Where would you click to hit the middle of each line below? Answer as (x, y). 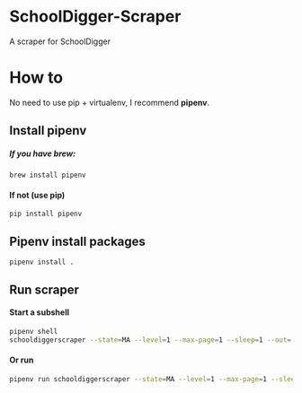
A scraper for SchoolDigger (60, 41)
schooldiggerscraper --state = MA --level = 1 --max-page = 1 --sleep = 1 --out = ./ (154, 340)
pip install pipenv (46, 214)
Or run (22, 360)
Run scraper (44, 289)
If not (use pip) (37, 195)
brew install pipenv (48, 175)
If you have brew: (43, 153)
